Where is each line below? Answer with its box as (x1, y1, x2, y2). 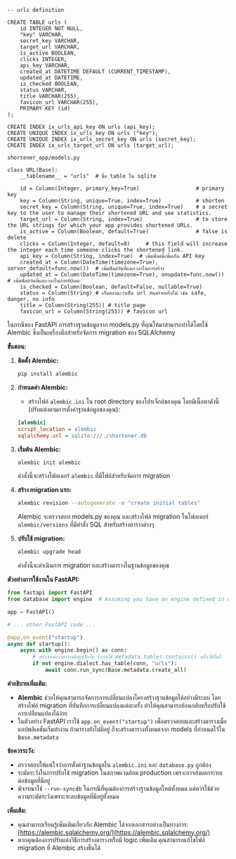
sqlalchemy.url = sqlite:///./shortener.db (17, 432, 147, 439)
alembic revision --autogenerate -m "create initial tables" (17, 500, 201, 507)
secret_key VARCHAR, (20, 37, 80, 44)
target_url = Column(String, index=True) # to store (20, 216, 228, 223)
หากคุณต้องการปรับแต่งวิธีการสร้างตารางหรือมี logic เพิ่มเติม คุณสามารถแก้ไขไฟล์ (17, 835, 205, 844)
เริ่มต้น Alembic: (17, 445, 61, 453)
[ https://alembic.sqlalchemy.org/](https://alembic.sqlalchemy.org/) (17, 828, 211, 837)
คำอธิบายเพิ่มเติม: (7, 679, 48, 687)
